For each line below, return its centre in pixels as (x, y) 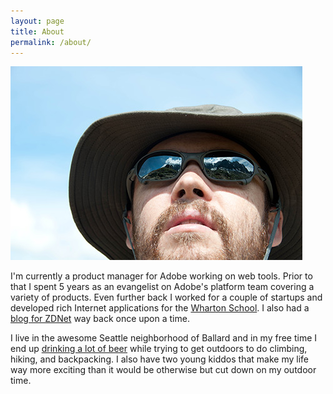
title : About (37, 31)
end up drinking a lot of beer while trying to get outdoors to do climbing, (159, 349)
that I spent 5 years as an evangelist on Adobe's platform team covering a (162, 287)
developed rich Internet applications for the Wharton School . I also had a (160, 308)
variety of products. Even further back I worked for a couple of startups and (166, 297)
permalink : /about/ (51, 42)
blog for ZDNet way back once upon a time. (100, 319)
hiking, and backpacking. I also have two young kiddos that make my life (159, 359)
